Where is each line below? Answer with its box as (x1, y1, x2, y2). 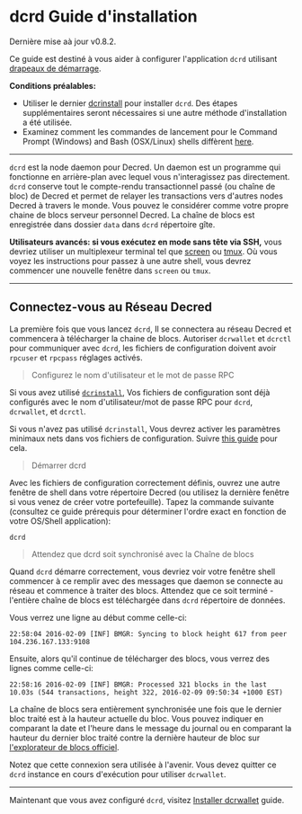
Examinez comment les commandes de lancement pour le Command (22, 126, 278, 137)
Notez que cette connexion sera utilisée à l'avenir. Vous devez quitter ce (9, 759, 277, 770)
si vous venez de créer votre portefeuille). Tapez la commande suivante (9, 496, 275, 507)
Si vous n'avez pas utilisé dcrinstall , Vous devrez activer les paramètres (9, 423, 281, 434)
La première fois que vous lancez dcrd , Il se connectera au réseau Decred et (9, 323, 292, 334)
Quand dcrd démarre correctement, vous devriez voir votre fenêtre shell (9, 566, 276, 577)
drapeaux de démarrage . (9, 63, 102, 74)
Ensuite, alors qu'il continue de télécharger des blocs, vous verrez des (9, 653, 270, 664)
